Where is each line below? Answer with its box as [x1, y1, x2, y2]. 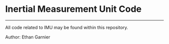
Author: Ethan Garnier [5, 34, 50, 40]
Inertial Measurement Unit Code [5, 3, 142, 15]
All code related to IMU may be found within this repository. [5, 24, 128, 30]
